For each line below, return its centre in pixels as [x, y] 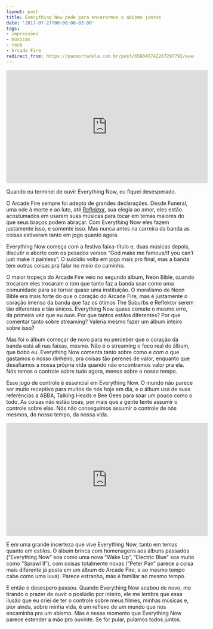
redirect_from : [25, 56]
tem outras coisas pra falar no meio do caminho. [66, 265]
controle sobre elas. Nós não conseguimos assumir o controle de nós [92, 408]
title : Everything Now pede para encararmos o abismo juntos [84, 17]
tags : [13, 28]
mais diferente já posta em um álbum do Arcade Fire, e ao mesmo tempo [95, 570]
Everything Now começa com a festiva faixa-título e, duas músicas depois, [98, 246]
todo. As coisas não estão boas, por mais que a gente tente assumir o [92, 401]
